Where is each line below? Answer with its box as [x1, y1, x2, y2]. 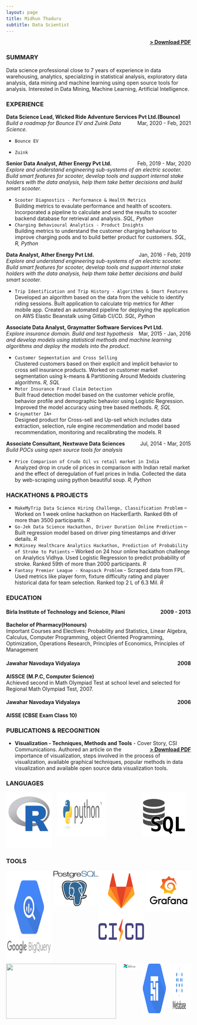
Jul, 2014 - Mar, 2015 [140, 440, 191, 447]
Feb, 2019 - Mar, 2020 [137, 160, 191, 167]
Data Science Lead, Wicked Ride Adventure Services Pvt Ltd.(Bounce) [6, 113, 181, 120]
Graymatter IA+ [14, 411, 52, 417]
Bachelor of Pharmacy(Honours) [6, 621, 87, 628]
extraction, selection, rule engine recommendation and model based [14, 422, 180, 429]
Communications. [14, 746, 57, 753]
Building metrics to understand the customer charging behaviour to [14, 227, 177, 234]
